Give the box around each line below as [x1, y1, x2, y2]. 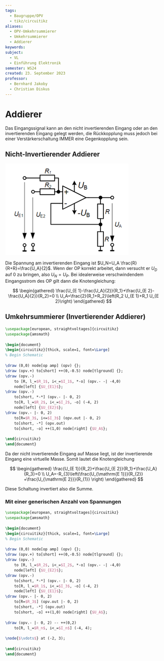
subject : [5, 50, 23, 55]
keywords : [5, 45, 26, 50]
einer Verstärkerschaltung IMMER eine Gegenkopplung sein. [5, 136, 129, 142]
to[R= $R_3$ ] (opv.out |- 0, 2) [14, 599, 79, 604]
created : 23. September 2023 [5, 71, 66, 76]
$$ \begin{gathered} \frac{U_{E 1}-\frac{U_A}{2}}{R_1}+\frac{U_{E [12, 288, 147, 294]
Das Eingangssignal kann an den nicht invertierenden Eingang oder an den [5, 125, 158, 131]
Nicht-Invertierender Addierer [5, 150, 100, 159]
